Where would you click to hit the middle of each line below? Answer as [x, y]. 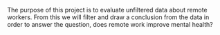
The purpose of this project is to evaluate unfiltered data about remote [107, 10]
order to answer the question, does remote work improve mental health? [110, 24]
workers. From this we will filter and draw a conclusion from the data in [108, 17]
